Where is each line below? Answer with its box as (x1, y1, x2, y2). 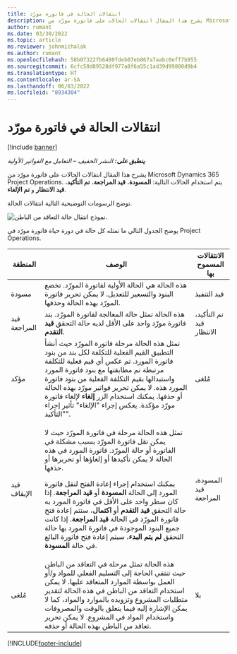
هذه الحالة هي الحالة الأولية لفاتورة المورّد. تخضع (44, 280, 187, 290)
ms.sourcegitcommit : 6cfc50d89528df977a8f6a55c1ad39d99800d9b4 (7, 63, 197, 70)
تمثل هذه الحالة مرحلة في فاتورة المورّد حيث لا (44, 428, 183, 438)
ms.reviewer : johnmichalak (7, 43, 87, 50)
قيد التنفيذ (195, 289, 224, 299)
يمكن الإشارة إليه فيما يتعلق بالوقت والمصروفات (44, 603, 188, 613)
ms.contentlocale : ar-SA (7, 76, 80, 83)
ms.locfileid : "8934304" (7, 89, 80, 96)
